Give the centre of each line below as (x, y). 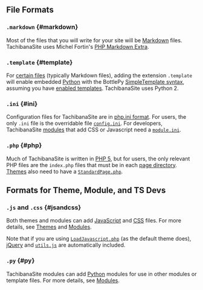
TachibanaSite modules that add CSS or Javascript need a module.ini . (94, 130)
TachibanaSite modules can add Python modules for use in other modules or (101, 274)
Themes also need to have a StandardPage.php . (65, 171)
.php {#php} (24, 145)
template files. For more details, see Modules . (63, 280)
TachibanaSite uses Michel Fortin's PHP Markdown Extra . (78, 46)
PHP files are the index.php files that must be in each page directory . (92, 165)
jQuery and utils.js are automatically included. (66, 245)
